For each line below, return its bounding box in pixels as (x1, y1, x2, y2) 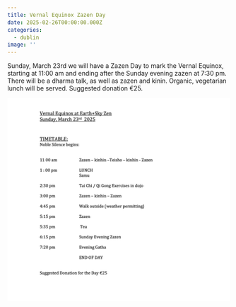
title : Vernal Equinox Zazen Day (7, 11, 106, 18)
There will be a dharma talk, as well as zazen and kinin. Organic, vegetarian (7, 76, 227, 85)
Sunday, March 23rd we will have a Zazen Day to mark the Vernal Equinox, (7, 62, 224, 70)
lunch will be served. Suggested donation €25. (7, 84, 143, 93)
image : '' (7, 41, 37, 49)
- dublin (13, 34, 40, 41)
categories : (7, 26, 42, 33)
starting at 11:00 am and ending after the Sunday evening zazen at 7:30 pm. (7, 69, 228, 78)
